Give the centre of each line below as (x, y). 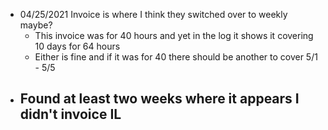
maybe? (36, 25)
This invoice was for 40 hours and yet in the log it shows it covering (174, 35)
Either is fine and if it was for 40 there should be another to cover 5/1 (176, 57)
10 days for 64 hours (77, 46)
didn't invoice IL (70, 114)
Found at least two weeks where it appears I (159, 99)
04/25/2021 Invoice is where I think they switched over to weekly (153, 14)
